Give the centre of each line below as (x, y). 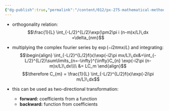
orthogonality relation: (35, 24)
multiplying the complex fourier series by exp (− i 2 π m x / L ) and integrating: (88, 47)
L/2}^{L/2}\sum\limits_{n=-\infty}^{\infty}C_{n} (73, 61)
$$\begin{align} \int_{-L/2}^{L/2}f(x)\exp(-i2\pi (68, 55)
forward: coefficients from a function (58, 98)
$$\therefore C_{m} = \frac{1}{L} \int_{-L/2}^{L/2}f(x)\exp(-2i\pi (88, 74)
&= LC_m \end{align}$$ (102, 66)
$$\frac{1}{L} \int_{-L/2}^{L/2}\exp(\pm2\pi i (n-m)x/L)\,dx (88, 32)
